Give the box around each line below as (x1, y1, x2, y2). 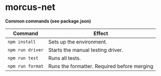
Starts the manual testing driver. (48, 46, 124, 53)
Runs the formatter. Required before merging (48, 62, 154, 69)
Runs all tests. (48, 54, 81, 61)
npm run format (7, 63, 44, 69)
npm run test (7, 55, 39, 61)
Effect (93, 29, 108, 36)
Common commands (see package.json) (5, 18, 91, 24)
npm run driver (7, 47, 44, 52)
